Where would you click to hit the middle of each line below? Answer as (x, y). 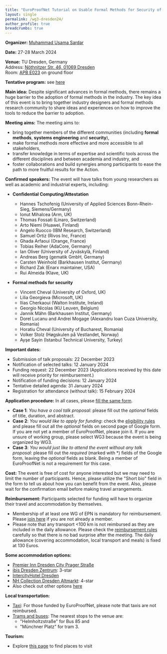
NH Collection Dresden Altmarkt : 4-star (53, 581)
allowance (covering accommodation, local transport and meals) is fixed (86, 540)
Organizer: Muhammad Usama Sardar (44, 42)
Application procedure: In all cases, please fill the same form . (69, 401)
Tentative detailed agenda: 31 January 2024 (58, 386)
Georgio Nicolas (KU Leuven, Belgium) (59, 308)
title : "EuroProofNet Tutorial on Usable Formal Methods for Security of (83, 10)
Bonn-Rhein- (140, 204)
